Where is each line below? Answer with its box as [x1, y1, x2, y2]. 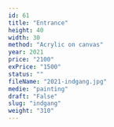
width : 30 [8, 33, 41, 42]
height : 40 [8, 26, 44, 34]
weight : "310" [8, 107, 55, 115]
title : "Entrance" [8, 19, 68, 27]
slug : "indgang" [8, 99, 61, 107]
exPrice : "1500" [8, 63, 61, 71]
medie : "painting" [8, 84, 68, 93]
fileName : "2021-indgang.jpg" [8, 77, 108, 85]
